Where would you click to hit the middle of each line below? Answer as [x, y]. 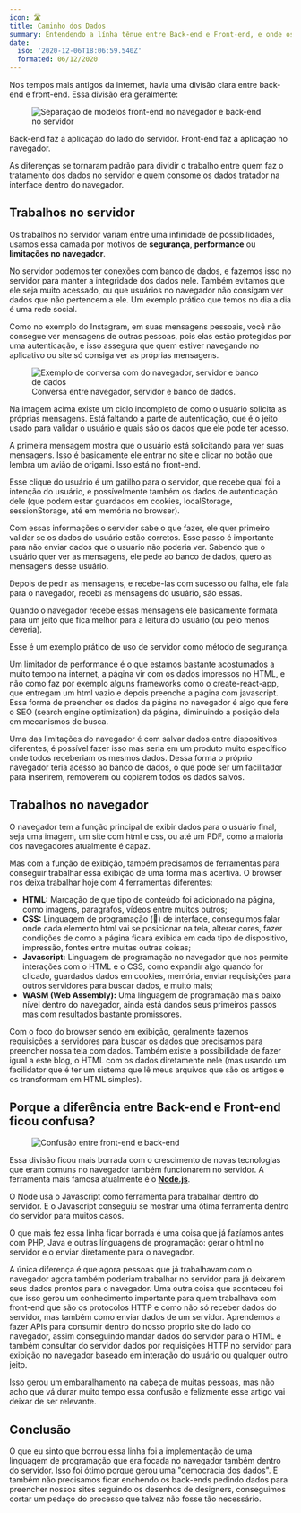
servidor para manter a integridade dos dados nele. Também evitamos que [147, 280]
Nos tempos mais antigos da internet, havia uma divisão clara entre [133, 85]
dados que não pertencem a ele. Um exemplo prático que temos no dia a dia [150, 299]
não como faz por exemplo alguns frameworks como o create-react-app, [144, 683]
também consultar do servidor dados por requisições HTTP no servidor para [150, 1346]
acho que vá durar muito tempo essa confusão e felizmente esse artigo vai [147, 1392]
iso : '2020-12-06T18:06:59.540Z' [80, 51]
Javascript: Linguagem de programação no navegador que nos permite [155, 957]
